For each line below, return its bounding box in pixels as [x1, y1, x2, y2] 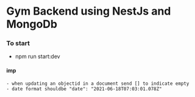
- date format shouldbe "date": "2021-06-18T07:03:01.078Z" [6, 85, 163, 92]
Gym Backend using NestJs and [6, 4, 171, 18]
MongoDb [6, 17, 58, 31]
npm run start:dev [15, 53, 60, 60]
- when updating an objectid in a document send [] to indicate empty [6, 81, 190, 87]
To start [6, 39, 30, 48]
